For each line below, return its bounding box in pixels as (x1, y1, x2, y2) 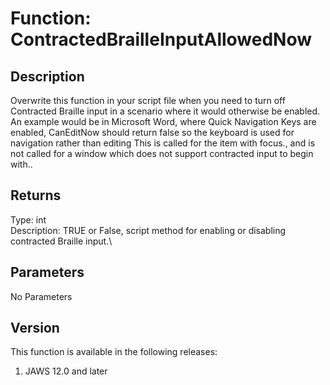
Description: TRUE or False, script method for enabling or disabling (10, 224, 287, 236)
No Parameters (10, 290, 73, 302)
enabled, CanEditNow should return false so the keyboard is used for (10, 127, 295, 138)
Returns (10, 187, 62, 204)
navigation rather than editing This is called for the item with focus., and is (10, 137, 316, 149)
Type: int (10, 213, 47, 226)
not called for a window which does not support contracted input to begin (10, 148, 314, 159)
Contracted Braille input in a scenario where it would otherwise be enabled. (10, 105, 321, 117)
